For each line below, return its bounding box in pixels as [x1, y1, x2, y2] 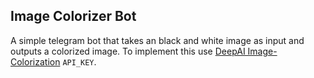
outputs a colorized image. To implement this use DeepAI [10, 45, 246, 57]
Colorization [10, 55, 61, 68]
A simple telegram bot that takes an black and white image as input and [10, 34, 305, 46]
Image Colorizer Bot [10, 8, 137, 25]
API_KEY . [62, 55, 97, 68]
